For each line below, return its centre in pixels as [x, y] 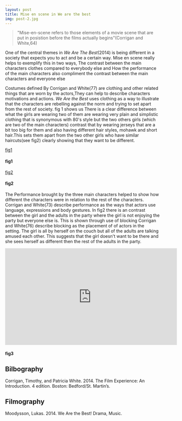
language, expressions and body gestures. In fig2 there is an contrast [75, 210]
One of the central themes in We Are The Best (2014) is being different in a [80, 53]
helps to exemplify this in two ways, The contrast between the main [73, 63]
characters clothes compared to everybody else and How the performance [81, 68]
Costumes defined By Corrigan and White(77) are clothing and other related [82, 88]
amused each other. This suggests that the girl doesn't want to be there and [82, 236]
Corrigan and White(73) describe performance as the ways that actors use [80, 205]
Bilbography [24, 369]
